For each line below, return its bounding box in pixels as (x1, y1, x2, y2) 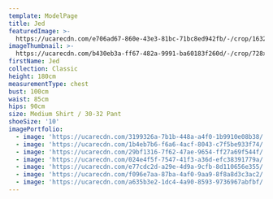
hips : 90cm (8, 102, 45, 110)
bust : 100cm (8, 87, 49, 96)
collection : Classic (8, 65, 79, 73)
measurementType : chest (8, 80, 89, 88)
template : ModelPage (8, 11, 79, 20)
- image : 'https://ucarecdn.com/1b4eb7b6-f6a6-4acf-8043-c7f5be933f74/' (15, 140, 267, 149)
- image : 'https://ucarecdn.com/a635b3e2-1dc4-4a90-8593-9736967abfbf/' (15, 178, 267, 187)
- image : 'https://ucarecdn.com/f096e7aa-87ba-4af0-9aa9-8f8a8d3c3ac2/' (15, 171, 267, 179)
